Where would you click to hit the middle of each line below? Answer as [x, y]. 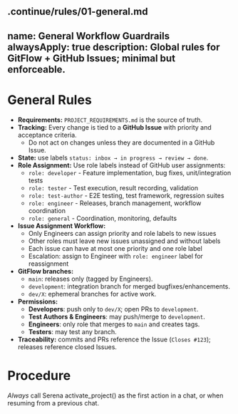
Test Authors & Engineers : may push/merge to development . [117, 316]
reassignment [48, 264]
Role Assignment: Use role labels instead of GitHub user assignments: [121, 165]
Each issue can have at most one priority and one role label [115, 248]
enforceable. [37, 69]
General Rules [50, 100]
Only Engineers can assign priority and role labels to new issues [122, 233]
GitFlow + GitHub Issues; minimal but [92, 58]
